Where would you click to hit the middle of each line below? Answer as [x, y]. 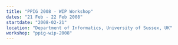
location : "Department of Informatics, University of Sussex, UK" [89, 28]
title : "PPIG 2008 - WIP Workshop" [50, 11]
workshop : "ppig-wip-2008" [39, 33]
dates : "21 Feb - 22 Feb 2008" [44, 17]
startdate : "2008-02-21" [37, 22]
